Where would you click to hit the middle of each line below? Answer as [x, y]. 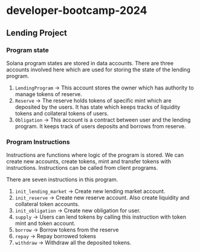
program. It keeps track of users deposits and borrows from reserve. [100, 126]
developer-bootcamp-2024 [77, 11]
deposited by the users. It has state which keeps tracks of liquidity [98, 107]
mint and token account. [45, 224]
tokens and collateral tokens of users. [62, 113]
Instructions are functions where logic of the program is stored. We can [95, 155]
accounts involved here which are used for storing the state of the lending [98, 69]
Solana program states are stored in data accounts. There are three [90, 63]
